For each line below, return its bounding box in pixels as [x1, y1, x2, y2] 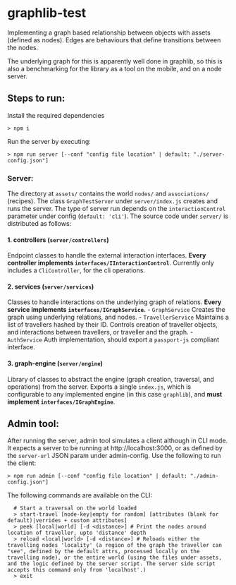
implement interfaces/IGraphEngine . [7, 397, 116, 406]
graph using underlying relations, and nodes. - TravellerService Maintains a [7, 313, 229, 322]
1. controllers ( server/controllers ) [7, 235, 109, 244]
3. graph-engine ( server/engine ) [7, 359, 104, 368]
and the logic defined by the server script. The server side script [7, 560, 216, 567]
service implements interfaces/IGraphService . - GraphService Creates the [7, 306, 225, 314]
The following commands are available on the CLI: [7, 491, 153, 500]
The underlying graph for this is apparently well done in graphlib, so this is [7, 56, 223, 65]
